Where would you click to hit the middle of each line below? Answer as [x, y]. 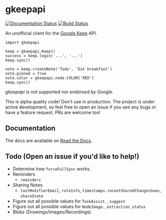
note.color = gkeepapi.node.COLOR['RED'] [50, 78]
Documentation [30, 129]
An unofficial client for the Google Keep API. [51, 33]
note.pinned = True [26, 74]
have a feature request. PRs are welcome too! [53, 112]
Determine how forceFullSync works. [52, 169]
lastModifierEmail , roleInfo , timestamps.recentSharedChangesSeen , [90, 190]
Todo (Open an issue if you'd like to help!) [72, 156]
